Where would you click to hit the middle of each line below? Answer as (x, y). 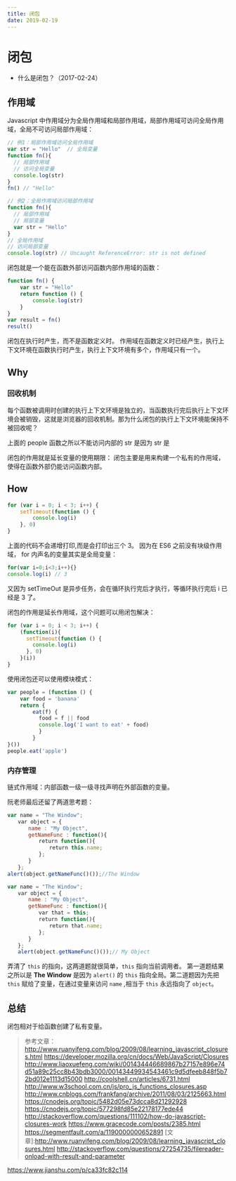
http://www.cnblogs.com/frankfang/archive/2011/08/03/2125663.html (125, 1094)
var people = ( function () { (50, 692)
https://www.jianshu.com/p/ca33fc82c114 (68, 1170)
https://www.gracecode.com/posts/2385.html (135, 1124)
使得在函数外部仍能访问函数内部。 (57, 466)
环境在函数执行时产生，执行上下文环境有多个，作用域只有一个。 (112, 350)
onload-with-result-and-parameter (74, 1156)
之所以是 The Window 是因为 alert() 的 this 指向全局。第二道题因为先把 (113, 975)
